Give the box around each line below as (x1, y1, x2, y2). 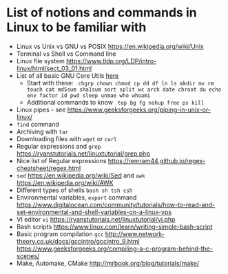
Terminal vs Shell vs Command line (16, 50, 116, 58)
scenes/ (16, 251, 40, 260)
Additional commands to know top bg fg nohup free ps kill (26, 98, 205, 106)
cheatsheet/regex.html (16, 164, 81, 172)
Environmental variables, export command (16, 193, 137, 201)
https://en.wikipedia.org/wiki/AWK (16, 178, 114, 187)
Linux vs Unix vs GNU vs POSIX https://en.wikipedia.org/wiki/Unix (16, 42, 204, 50)
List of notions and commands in (6, 5, 197, 21)
